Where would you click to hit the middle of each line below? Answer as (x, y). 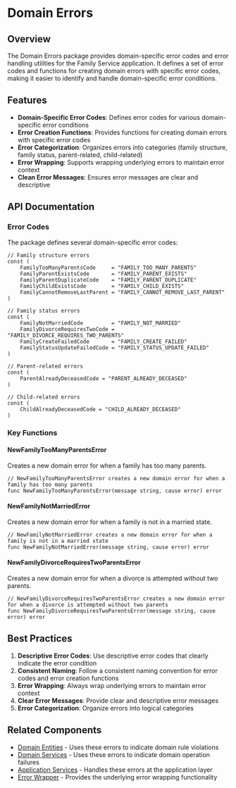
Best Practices (40, 639)
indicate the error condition (57, 663)
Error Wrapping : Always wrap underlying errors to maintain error (112, 685)
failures (29, 762)
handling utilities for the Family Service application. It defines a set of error (116, 63)
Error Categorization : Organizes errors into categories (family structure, (122, 147)
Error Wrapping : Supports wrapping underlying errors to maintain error (121, 162)
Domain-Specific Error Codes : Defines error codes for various (109, 117)
